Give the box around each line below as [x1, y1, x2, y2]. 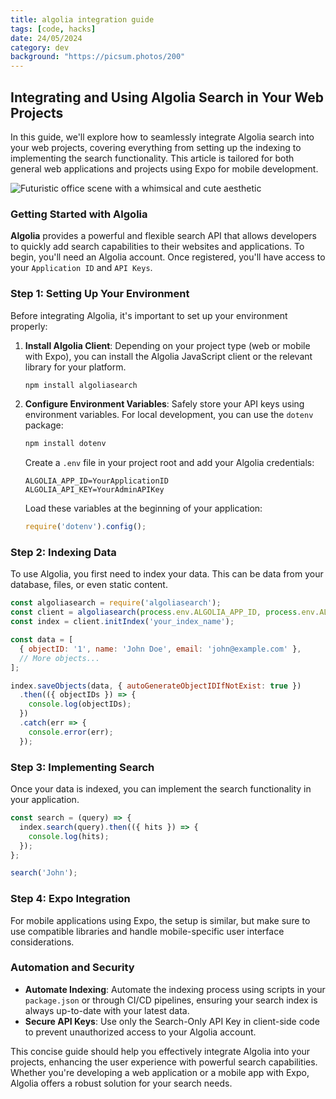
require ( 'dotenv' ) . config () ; [24, 522, 147, 532]
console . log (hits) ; [28, 831, 110, 841]
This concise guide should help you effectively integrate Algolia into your [10, 1045, 311, 1057]
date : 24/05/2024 [10, 33, 83, 43]
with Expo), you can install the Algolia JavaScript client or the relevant [24, 350, 313, 362]
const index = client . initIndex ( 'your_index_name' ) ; [10, 617, 235, 627]
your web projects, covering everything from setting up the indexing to [10, 141, 302, 153]
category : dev [10, 42, 70, 53]
